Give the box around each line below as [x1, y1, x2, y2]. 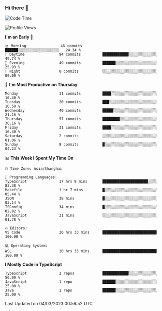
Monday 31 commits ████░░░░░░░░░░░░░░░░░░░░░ [5, 91, 157, 96]
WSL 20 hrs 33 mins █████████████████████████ [5, 249, 157, 254]
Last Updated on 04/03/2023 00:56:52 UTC [5, 301, 93, 307]
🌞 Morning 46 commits [5, 44, 83, 49]
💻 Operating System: [5, 244, 48, 248]
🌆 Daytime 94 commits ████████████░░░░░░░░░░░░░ [5, 52, 157, 57]
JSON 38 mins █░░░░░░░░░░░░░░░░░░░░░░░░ [5, 196, 157, 201]
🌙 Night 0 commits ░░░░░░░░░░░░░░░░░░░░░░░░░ [5, 69, 157, 74]
